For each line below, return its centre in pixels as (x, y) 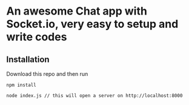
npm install (21, 85)
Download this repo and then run (47, 74)
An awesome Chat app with (77, 11)
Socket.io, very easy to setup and (92, 24)
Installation (28, 59)
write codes (37, 37)
